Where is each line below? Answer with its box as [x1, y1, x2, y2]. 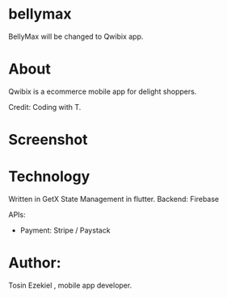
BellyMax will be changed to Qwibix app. [8, 31, 144, 41]
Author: [8, 254, 62, 272]
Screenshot [8, 131, 88, 149]
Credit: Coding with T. [8, 102, 82, 111]
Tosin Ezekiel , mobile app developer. [8, 280, 132, 290]
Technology [8, 167, 90, 186]
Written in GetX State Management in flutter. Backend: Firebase [8, 195, 220, 204]
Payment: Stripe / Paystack [19, 225, 111, 235]
